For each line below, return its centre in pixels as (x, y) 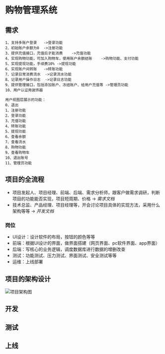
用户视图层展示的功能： (26, 100)
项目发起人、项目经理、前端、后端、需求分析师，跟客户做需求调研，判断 (86, 192)
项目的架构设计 (28, 279)
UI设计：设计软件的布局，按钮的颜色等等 (54, 237)
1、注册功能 (16, 110)
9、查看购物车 (17, 152)
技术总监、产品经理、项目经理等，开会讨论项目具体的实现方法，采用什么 (86, 205)
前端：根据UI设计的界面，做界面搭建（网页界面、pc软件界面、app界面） (86, 243)
